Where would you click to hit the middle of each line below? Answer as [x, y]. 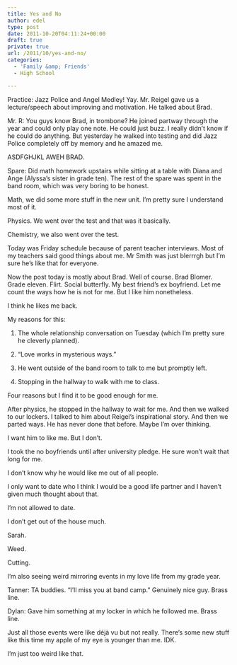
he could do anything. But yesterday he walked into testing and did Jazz [112, 136]
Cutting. [19, 562]
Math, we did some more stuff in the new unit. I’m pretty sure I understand [115, 199]
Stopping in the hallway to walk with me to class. [88, 381]
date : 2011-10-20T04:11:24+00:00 [57, 34]
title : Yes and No [34, 14]
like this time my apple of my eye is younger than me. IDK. [92, 640]
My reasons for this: [36, 319]
